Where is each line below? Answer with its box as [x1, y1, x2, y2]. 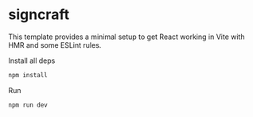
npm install [8, 71, 48, 79]
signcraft [8, 6, 70, 24]
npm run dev [8, 101, 48, 109]
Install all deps [8, 56, 56, 65]
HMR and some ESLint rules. [8, 40, 102, 49]
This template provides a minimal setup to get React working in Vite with [8, 32, 245, 41]
